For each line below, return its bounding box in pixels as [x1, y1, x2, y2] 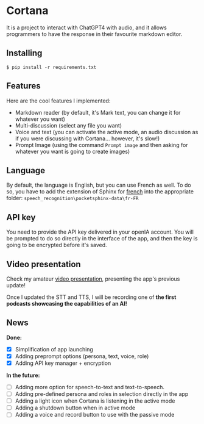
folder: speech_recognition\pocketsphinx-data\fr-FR [6, 195, 139, 202]
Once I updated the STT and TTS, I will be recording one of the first [6, 293, 177, 301]
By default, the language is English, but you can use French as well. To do [6, 181, 191, 189]
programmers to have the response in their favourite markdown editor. [6, 30, 183, 37]
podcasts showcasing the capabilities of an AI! [6, 300, 127, 307]
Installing [6, 48, 43, 59]
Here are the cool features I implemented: [6, 97, 111, 104]
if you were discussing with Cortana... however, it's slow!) [15, 135, 160, 142]
